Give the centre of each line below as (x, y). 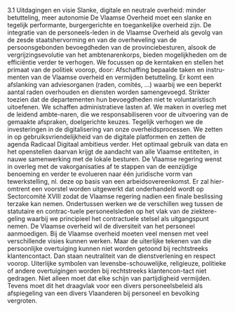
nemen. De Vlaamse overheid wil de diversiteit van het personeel (101, 226)
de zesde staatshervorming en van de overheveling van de (92, 40)
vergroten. (22, 300)
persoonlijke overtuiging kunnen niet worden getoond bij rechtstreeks (108, 249)
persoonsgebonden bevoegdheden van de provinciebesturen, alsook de (112, 47)
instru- (215, 70)
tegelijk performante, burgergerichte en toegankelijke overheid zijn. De (109, 25)
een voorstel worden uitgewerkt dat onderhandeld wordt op (117, 189)
